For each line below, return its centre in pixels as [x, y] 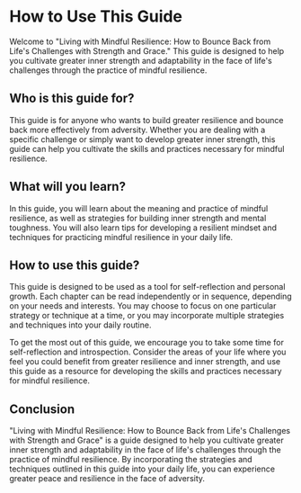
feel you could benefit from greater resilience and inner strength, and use [145, 362]
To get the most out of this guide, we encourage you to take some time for [147, 343]
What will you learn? [67, 187]
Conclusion [42, 409]
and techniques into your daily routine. [80, 325]
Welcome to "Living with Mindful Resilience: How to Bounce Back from [140, 41]
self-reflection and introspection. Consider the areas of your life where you [148, 352]
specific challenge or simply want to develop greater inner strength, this [142, 139]
